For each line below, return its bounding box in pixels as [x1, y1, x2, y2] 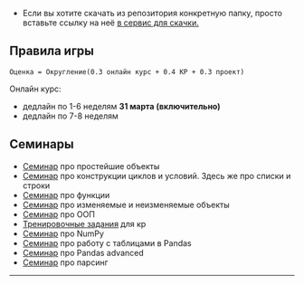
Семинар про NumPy [22, 228, 104, 239]
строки [22, 180, 51, 191]
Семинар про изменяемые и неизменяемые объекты [22, 199, 231, 210]
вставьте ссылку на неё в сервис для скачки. [22, 17, 199, 28]
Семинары [9, 137, 74, 152]
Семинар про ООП [22, 208, 95, 220]
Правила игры [9, 43, 95, 59]
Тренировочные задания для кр [22, 218, 147, 229]
